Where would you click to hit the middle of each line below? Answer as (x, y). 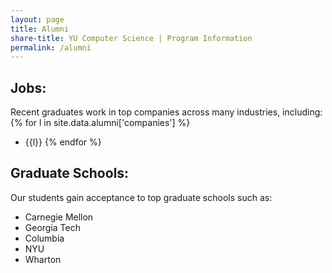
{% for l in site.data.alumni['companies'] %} (100, 123)
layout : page (37, 19)
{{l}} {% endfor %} (63, 142)
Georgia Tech (52, 227)
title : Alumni (40, 29)
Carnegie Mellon (59, 217)
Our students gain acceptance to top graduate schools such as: (141, 197)
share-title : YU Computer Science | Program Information (131, 38)
